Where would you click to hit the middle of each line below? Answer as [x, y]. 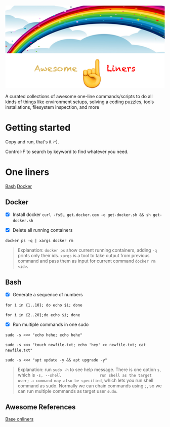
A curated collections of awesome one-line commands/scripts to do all [79, 96]
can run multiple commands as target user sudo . [68, 391]
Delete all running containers [42, 230]
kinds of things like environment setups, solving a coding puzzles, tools [80, 102]
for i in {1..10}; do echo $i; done [44, 305]
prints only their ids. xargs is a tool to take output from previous [83, 255]
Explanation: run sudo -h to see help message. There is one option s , [89, 370]
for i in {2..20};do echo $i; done [43, 315]
